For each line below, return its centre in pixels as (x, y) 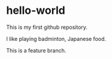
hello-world (36, 11)
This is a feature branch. (36, 50)
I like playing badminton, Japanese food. (56, 39)
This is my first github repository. (47, 27)
